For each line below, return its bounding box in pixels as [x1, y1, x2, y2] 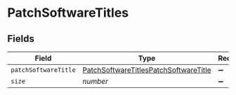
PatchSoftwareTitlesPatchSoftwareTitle [82, 65, 212, 75]
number [82, 77, 109, 86]
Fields [7, 33, 35, 45]
